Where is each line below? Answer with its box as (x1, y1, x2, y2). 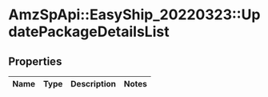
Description (70, 79, 116, 89)
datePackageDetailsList (8, 22, 170, 41)
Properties (8, 55, 62, 68)
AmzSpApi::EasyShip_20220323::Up (8, 6, 261, 24)
